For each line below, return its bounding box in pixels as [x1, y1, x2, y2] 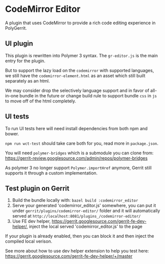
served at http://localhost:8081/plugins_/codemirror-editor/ [12, 213, 141, 219]
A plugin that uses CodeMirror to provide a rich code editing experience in [5, 20, 156, 26]
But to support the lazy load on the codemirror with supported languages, [5, 67, 154, 73]
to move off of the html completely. [5, 98, 76, 104]
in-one [5, 92, 19, 98]
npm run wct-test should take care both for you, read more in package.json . [5, 140, 159, 146]
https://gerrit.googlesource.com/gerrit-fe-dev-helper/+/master [5, 253, 133, 259]
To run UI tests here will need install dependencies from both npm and [5, 125, 148, 132]
